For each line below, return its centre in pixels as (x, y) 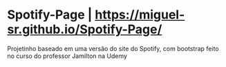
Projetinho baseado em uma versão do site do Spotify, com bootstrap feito (113, 48)
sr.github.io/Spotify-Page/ (85, 29)
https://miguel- (140, 15)
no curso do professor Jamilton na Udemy (67, 56)
